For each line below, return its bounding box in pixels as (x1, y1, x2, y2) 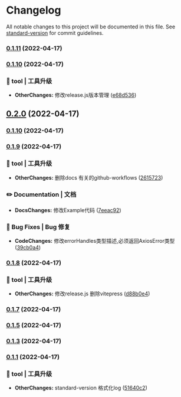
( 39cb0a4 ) (14, 244, 41, 251)
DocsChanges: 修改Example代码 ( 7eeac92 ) (14, 206, 122, 213)
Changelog (6, 4, 61, 17)
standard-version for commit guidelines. (6, 29, 104, 36)
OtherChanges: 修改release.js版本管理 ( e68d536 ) (14, 92, 137, 99)
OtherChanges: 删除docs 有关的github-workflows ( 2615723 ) (14, 174, 163, 181)
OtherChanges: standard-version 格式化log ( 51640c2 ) (14, 385, 147, 392)
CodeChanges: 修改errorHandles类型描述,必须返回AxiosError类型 (14, 237, 175, 245)
